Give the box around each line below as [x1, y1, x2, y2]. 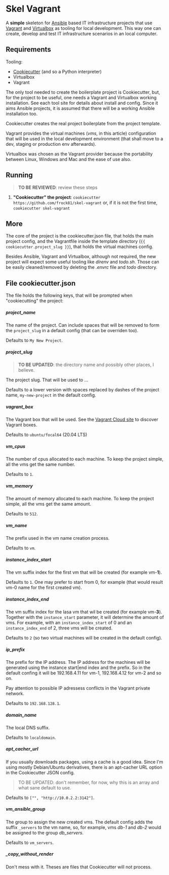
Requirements [6, 45, 51, 54]
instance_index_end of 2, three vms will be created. [6, 625, 113, 631]
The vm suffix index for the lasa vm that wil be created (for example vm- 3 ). [6, 609, 162, 615]
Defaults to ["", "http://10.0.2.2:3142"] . [6, 794, 95, 801]
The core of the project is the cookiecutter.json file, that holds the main [6, 233, 154, 239]
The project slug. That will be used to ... [6, 377, 89, 383]
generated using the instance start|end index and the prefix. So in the [6, 664, 151, 670]
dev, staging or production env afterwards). [6, 141, 97, 147]
